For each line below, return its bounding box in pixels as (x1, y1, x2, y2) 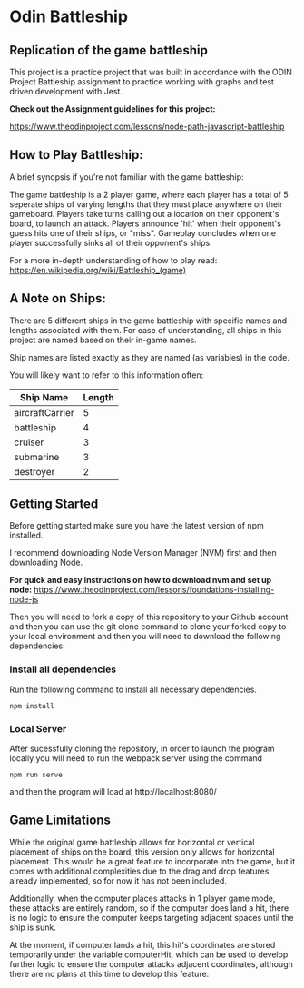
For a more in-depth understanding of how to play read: (9, 254, 218, 265)
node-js (9, 594, 39, 605)
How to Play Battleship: (9, 147, 143, 163)
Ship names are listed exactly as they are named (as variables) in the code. (9, 351, 290, 362)
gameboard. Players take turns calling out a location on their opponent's (9, 208, 279, 219)
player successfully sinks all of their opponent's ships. (9, 237, 212, 248)
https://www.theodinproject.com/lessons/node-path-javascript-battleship (9, 121, 285, 132)
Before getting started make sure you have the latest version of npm (9, 520, 265, 531)
